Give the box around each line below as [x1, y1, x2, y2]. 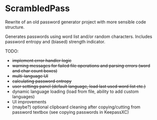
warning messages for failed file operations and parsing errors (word [12, 63, 151, 69]
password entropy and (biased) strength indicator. [5, 38, 105, 44]
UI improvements [12, 99, 47, 104]
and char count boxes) [12, 68, 57, 73]
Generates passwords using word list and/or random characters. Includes [5, 34, 152, 39]
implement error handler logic [12, 57, 72, 63]
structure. [5, 24, 25, 30]
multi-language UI [12, 73, 49, 79]
